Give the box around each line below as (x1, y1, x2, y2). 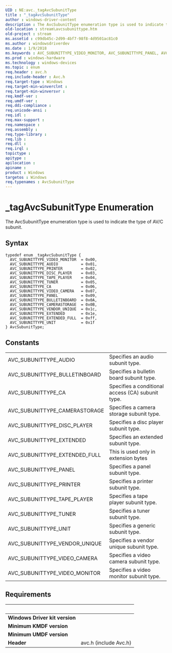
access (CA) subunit (109, 389, 159, 396)
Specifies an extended (109, 433, 163, 440)
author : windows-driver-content (5, 17, 77, 22)
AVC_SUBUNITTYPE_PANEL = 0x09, (10, 293, 97, 298)
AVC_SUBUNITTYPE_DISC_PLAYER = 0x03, (10, 270, 97, 275)
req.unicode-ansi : (5, 108, 47, 113)
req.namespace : (5, 122, 40, 127)
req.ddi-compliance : (5, 103, 52, 108)
